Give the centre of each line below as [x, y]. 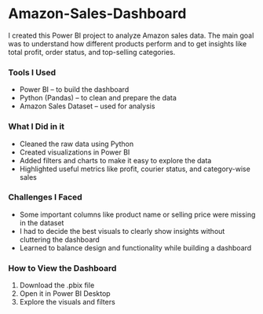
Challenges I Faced [45, 197]
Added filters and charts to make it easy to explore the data [115, 160]
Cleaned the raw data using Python [77, 144]
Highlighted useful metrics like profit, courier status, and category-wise [135, 169]
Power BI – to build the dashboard [74, 89]
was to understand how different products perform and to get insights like [128, 43]
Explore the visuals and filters [67, 302]
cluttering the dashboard [59, 239]
